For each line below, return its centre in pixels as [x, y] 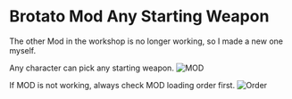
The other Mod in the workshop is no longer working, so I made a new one [146, 41]
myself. [23, 50]
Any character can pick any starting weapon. [92, 68]
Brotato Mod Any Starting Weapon [139, 16]
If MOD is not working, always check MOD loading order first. [122, 85]
